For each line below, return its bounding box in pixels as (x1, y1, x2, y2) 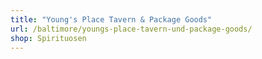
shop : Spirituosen (10, 33, 87, 43)
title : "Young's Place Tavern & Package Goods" (10, 14, 213, 25)
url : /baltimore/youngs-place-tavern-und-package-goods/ (10, 24, 253, 34)
